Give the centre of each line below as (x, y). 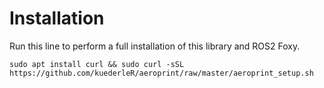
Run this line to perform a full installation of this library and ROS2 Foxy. (155, 46)
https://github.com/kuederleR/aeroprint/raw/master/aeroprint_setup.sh (161, 73)
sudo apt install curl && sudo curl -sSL (97, 64)
